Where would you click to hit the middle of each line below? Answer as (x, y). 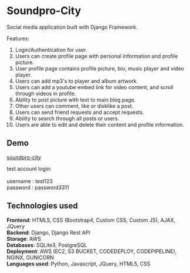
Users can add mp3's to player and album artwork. (77, 81)
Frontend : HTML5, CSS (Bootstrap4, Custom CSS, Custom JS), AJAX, (91, 220)
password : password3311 (38, 187)
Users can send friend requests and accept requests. (79, 112)
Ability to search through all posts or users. (67, 118)
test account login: (29, 168)
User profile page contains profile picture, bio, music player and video (99, 68)
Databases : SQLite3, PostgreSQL (47, 245)
